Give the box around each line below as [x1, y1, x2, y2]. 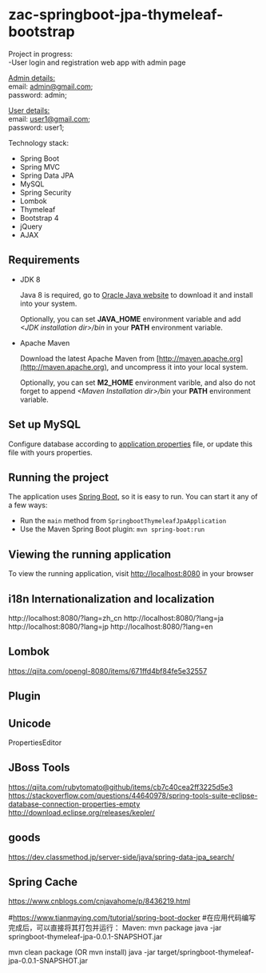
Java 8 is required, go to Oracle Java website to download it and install [19, 290, 253, 299]
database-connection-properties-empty [8, 799, 141, 809]
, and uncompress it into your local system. [106, 362, 248, 371]
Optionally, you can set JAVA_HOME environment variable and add [19, 314, 241, 323]
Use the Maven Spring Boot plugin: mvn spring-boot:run [19, 524, 205, 534]
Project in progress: [8, 49, 73, 58]
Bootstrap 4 [19, 213, 59, 222]
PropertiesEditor [8, 738, 62, 747]
